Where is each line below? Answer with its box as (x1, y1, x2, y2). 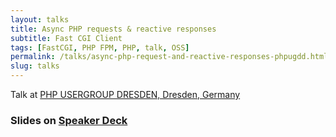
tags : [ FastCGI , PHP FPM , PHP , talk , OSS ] (10, 42, 190, 53)
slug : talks (10, 61, 60, 71)
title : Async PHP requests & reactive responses (10, 24, 217, 34)
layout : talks (10, 14, 70, 25)
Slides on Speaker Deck (10, 113, 128, 127)
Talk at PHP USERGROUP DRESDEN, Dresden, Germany (10, 89, 241, 100)
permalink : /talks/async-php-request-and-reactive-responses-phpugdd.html (10, 52, 329, 62)
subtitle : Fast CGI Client (10, 33, 123, 43)
